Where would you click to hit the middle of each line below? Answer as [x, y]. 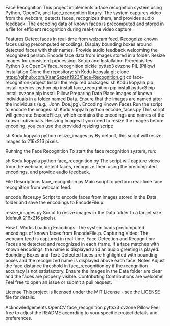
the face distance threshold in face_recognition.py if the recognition [77, 266]
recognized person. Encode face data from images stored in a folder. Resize [85, 55]
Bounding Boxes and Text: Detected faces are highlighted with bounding [81, 255]
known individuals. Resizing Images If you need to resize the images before [84, 120]
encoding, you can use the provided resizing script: [59, 126]
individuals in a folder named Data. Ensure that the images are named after [84, 99]
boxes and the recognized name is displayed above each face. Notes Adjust [85, 260]
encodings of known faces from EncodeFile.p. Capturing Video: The [77, 233]
